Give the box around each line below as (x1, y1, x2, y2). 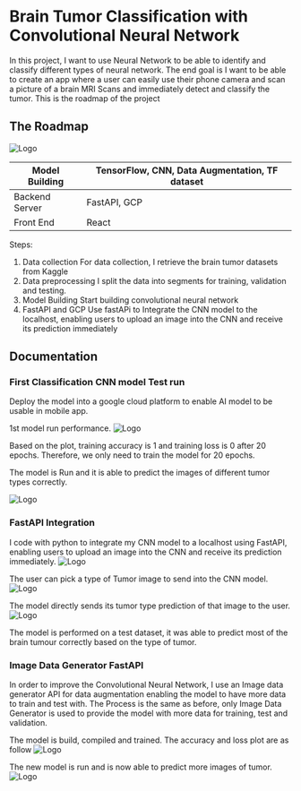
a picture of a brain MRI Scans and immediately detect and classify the (9, 83, 271, 94)
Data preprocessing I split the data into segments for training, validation (21, 275, 287, 286)
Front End (13, 216, 56, 228)
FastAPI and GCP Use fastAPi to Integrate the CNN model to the (21, 304, 258, 314)
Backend (13, 190, 51, 202)
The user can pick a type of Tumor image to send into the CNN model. (9, 573, 269, 584)
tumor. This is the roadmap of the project (9, 92, 160, 104)
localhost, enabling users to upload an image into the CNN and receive (21, 314, 284, 324)
